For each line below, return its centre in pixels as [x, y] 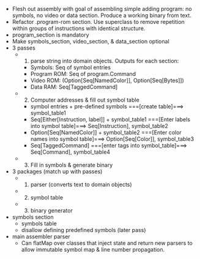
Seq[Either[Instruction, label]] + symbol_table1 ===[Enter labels [110, 119]
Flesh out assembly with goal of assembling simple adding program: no [102, 9]
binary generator [52, 210]
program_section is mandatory [51, 35]
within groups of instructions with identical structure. [79, 28]
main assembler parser [41, 236]
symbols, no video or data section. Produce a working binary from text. [102, 15]
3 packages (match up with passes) [57, 171]
